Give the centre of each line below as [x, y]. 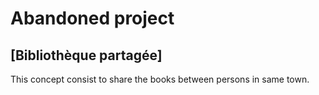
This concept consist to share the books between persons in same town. [160, 79]
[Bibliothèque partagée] [86, 55]
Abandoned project [92, 18]
